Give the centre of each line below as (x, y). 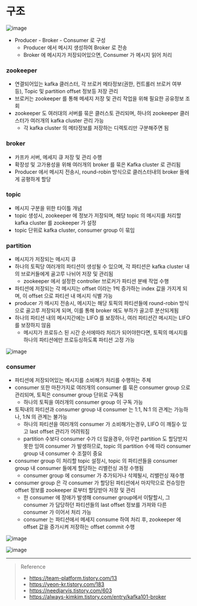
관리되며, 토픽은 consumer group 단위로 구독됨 (69, 395)
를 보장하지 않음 (33, 325)
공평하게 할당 (36, 179)
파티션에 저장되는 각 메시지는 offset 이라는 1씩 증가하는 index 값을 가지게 (98, 289)
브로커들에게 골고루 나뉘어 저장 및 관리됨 (67, 274)
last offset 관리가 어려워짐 (60, 432)
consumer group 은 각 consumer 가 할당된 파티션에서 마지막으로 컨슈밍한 (100, 483)
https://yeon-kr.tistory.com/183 (67, 584)
